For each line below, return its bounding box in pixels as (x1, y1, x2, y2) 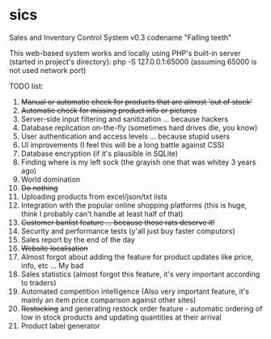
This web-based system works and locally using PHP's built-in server (9, 48, 241, 58)
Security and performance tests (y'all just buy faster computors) (20, 225, 235, 236)
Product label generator (20, 320, 100, 330)
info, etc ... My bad (20, 260, 84, 270)
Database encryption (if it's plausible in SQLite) (20, 148, 179, 158)
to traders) (20, 277, 57, 287)
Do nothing (20, 182, 59, 192)
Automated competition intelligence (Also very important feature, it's (20, 286, 250, 296)
